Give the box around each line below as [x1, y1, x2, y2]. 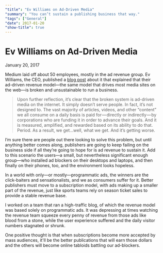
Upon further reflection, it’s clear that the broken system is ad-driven [16, 97, 155, 102]
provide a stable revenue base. [5, 193, 67, 199]
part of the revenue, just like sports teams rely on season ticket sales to [5, 187, 148, 193]
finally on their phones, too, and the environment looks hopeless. [5, 163, 135, 169]
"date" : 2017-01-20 [5, 20, 45, 26]
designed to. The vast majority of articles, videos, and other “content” [16, 107, 157, 113]
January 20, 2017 [5, 62, 40, 68]
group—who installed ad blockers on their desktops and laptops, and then [5, 157, 153, 163]
